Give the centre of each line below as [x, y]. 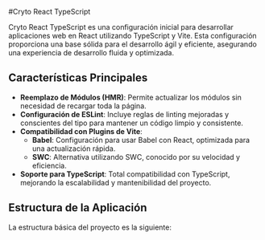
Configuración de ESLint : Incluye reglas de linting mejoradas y [124, 114]
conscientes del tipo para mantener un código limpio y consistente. [132, 123]
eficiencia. [49, 165]
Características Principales [78, 78]
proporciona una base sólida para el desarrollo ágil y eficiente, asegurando [133, 44]
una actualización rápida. [74, 148]
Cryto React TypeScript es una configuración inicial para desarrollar [121, 27]
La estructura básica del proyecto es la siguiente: [90, 227]
